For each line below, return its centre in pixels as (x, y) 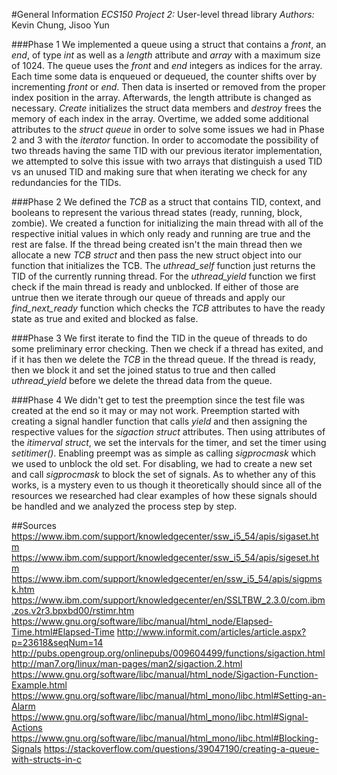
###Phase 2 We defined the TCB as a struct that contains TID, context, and (166, 202)
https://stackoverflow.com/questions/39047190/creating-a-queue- (181, 748)
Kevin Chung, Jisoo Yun (60, 25)
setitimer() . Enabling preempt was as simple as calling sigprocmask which (163, 453)
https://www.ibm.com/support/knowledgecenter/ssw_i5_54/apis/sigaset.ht (165, 536)
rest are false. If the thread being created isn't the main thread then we (157, 244)
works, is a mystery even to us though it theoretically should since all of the (167, 485)
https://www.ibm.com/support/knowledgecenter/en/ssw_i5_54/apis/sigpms (167, 578)
